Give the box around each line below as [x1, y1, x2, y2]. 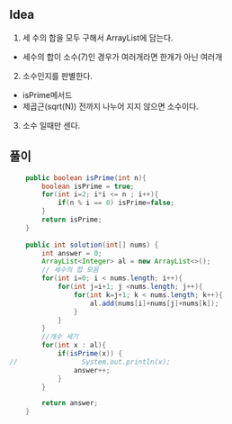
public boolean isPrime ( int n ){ [25, 173, 147, 183]
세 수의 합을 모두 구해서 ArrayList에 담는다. [22, 32, 174, 43]
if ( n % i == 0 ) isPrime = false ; [57, 198, 175, 208]
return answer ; [41, 399, 99, 408]
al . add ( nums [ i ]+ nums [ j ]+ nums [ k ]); [89, 299, 219, 308]
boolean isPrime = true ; [41, 182, 135, 191]
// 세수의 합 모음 [41, 266, 99, 275]
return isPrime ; [41, 215, 103, 224]
